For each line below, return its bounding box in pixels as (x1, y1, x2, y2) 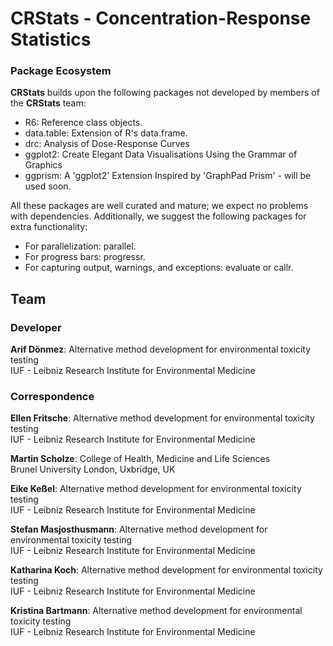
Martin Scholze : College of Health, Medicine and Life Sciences (10, 453, 271, 465)
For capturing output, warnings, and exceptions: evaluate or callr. (24, 262, 294, 274)
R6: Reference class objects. (24, 117, 143, 129)
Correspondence (10, 390, 95, 404)
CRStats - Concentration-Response (10, 7, 312, 30)
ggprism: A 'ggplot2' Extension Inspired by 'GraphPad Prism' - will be (24, 170, 312, 182)
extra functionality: (10, 221, 88, 233)
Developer (10, 320, 62, 334)
